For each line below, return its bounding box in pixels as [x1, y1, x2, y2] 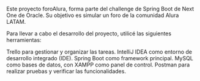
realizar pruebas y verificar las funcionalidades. [6, 68, 127, 75]
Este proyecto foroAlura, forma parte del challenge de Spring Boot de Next [6, 5, 194, 12]
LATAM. [6, 18, 26, 25]
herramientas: [6, 37, 42, 43]
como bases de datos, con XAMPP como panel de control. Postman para [6, 61, 190, 68]
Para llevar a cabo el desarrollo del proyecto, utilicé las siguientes [6, 30, 172, 37]
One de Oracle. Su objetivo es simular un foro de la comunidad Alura [6, 12, 179, 19]
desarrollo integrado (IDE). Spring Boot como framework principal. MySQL [6, 55, 194, 62]
